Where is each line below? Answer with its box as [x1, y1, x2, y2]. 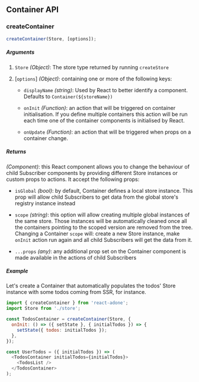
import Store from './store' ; [6, 306, 81, 312]
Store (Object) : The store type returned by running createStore [14, 63, 169, 70]
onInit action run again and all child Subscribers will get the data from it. [14, 236, 192, 243]
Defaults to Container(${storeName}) [23, 93, 113, 100]
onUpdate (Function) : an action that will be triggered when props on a [23, 128, 191, 135]
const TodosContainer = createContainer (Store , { [6, 316, 131, 322]
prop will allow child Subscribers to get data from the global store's [14, 193, 179, 200]
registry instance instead [14, 199, 76, 206]
